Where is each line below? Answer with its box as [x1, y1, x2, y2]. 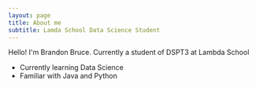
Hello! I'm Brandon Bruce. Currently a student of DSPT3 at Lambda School [8, 48, 250, 57]
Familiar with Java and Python [19, 71, 118, 81]
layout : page [8, 11, 51, 20]
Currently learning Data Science [19, 63, 124, 72]
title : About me [8, 19, 61, 27]
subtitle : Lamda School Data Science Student [8, 26, 160, 34]
